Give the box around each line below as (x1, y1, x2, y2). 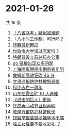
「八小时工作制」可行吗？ (12, 36, 64, 42)
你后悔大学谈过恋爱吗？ (12, 48, 60, 54)
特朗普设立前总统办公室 (12, 54, 60, 60)
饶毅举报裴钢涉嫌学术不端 (12, 115, 64, 120)
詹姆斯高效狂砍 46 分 (12, 72, 55, 78)
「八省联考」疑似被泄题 (12, 30, 60, 35)
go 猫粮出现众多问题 (12, 60, 53, 66)
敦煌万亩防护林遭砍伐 (12, 109, 55, 115)
